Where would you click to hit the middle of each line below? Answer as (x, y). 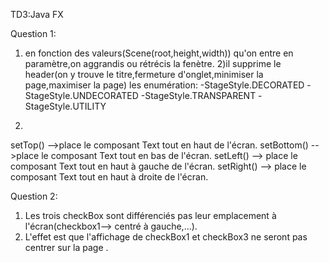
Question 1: (33, 33)
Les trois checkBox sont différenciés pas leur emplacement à (150, 215)
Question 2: (34, 196)
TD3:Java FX (37, 14)
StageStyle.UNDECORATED (81, 95)
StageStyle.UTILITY (65, 106)
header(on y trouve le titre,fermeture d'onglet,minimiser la (144, 74)
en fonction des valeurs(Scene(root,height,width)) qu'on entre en (159, 53)
